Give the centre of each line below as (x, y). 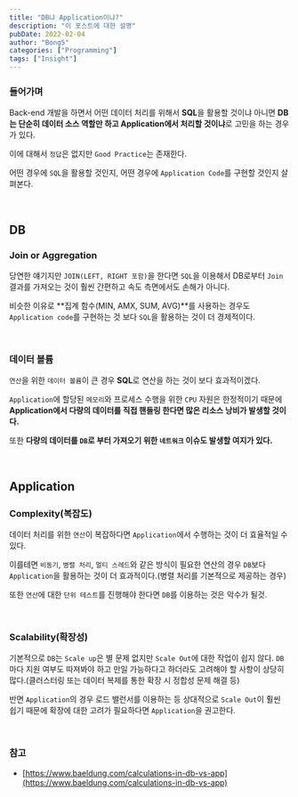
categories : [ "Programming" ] (63, 51)
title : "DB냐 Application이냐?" (66, 17)
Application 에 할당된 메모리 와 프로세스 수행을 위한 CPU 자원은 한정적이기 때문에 (146, 399)
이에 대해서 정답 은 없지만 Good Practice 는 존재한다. (98, 154)
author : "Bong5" (39, 42)
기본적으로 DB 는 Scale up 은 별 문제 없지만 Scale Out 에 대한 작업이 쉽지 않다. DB (147, 658)
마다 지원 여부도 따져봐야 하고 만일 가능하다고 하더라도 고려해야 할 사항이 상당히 (147, 670)
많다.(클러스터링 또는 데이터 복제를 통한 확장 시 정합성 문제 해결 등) (125, 680)
